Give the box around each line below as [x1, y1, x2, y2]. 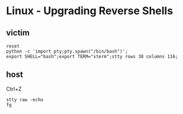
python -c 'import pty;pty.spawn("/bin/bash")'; [6, 48, 128, 54]
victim [6, 28, 30, 38]
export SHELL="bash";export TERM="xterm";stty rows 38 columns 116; [6, 54, 178, 60]
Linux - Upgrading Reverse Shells [6, 4, 173, 18]
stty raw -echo [6, 96, 44, 103]
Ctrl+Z [6, 85, 22, 92]
